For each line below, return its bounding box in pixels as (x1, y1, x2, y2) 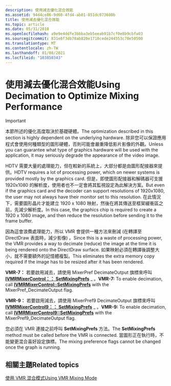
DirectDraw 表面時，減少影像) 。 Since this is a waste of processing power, (5, 235, 163, 241)
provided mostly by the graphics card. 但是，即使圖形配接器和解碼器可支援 (5, 176, 163, 182)
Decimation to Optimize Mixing (5, 90, 139, 101)
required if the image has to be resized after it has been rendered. (5, 259, 144, 265)
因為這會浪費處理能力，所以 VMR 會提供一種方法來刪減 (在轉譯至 (5, 228, 142, 234)
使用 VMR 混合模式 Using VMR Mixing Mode (5, 375, 97, 381)
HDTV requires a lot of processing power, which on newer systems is (14, 169, 160, 176)
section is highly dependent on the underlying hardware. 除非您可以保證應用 (5, 135, 166, 141)
